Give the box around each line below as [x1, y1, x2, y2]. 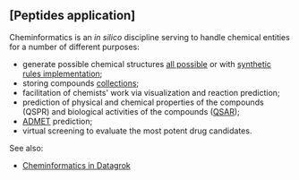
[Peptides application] [9, 8, 136, 23]
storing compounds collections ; [21, 77, 140, 89]
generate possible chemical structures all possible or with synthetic [21, 58, 271, 69]
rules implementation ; [21, 68, 103, 79]
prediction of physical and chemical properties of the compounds [21, 97, 264, 107]
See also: [9, 142, 44, 153]
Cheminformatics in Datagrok [21, 159, 132, 170]
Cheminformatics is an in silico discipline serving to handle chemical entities [9, 31, 291, 42]
